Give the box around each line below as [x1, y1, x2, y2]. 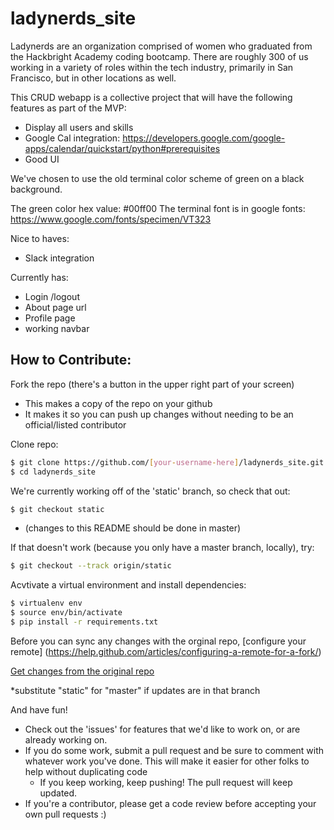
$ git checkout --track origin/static [10, 561, 172, 571]
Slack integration [24, 252, 95, 264]
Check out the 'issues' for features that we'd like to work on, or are [24, 723, 301, 735]
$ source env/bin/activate [10, 608, 123, 618]
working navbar [24, 322, 90, 334]
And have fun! [10, 703, 68, 716]
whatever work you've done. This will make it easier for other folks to [24, 755, 310, 767]
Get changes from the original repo [10, 665, 155, 677]
